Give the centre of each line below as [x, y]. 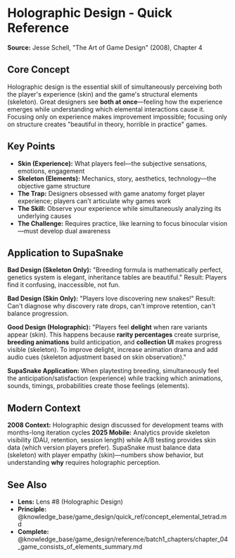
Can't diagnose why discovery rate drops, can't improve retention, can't [112, 306]
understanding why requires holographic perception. [84, 463]
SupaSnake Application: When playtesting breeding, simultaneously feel [113, 371]
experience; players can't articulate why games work [94, 201]
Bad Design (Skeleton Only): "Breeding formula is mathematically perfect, [115, 270]
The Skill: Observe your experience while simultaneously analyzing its [119, 208]
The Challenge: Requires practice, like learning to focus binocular [113, 223]
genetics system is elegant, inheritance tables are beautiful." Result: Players [117, 277]
